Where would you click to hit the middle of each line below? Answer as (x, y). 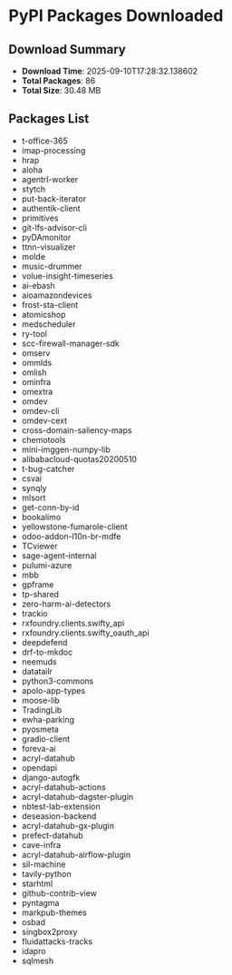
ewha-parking (48, 719)
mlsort (34, 497)
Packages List (49, 119)
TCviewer (39, 546)
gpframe (38, 584)
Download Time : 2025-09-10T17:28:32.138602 (110, 71)
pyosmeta (40, 729)
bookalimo (41, 517)
